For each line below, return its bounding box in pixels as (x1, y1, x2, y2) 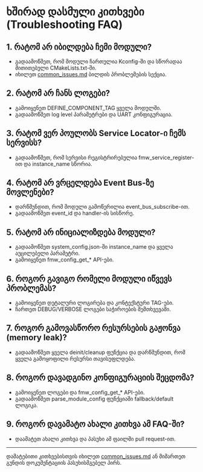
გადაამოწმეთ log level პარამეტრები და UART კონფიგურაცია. (14, 111, 173, 118)
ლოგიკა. (14, 401, 38, 408)
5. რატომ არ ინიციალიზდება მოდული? (6, 227, 156, 237)
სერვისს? (6, 138, 42, 148)
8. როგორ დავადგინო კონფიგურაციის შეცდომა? (6, 373, 195, 383)
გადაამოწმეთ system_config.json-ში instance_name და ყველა (14, 243, 173, 251)
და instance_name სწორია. (24, 160, 92, 168)
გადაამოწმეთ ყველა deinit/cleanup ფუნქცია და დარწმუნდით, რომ (14, 349, 185, 356)
